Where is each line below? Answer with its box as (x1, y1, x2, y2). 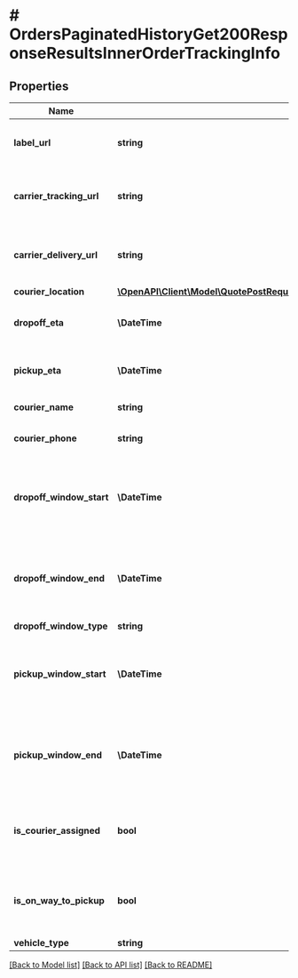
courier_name (13, 401, 74, 413)
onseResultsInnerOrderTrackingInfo (9, 44, 281, 63)
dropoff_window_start (13, 491, 109, 503)
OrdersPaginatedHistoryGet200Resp (9, 24, 288, 44)
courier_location (13, 285, 85, 298)
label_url (13, 137, 51, 148)
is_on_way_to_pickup (13, 894, 105, 907)
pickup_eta (13, 365, 62, 376)
